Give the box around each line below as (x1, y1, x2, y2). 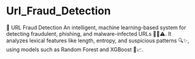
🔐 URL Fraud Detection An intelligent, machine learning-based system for (6, 24, 187, 31)
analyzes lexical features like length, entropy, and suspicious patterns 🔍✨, (6, 37, 190, 44)
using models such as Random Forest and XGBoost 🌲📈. (6, 46, 144, 53)
